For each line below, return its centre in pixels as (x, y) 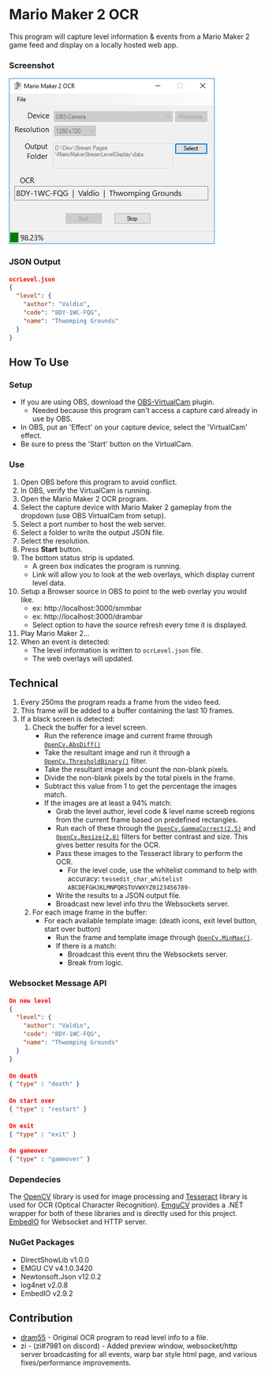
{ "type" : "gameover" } (50, 1159)
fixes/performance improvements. (76, 1362)
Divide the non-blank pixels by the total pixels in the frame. (140, 778)
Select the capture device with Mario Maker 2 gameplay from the (126, 507)
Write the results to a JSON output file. (118, 896)
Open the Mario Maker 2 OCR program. (84, 498)
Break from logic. (95, 963)
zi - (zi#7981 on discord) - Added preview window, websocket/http (129, 1346)
